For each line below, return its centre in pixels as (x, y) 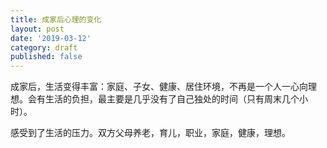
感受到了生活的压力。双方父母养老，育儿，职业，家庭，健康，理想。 (150, 133)
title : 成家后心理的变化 (56, 19)
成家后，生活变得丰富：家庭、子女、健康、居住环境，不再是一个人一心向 (159, 87)
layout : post (37, 29)
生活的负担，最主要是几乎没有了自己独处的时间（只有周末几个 (172, 99)
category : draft (44, 47)
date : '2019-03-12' (51, 38)
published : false (46, 57)
